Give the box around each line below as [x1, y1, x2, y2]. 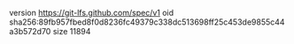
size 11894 [52, 26, 91, 36]
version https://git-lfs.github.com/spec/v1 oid [9, 8, 174, 18]
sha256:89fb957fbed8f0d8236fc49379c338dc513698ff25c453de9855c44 [9, 17, 285, 27]
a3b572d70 [9, 26, 51, 36]
